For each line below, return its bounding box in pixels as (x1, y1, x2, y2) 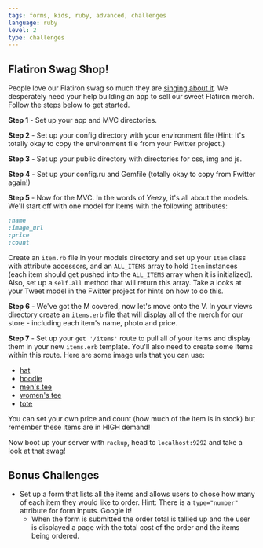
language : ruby (8, 19, 58, 27)
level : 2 (8, 26, 37, 34)
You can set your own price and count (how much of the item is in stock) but (8, 414, 256, 423)
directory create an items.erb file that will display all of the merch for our (8, 310, 243, 319)
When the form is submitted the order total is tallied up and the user (31, 514, 250, 524)
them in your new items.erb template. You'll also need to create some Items (8, 341, 254, 351)
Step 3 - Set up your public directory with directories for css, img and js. (8, 154, 243, 164)
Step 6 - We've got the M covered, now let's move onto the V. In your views (8, 301, 253, 311)
